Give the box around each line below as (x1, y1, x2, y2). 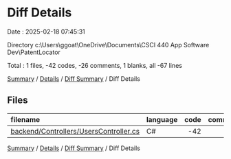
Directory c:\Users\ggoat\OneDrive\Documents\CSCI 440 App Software (7, 40, 210, 49)
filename (10, 114, 41, 124)
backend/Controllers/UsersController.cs (10, 126, 140, 136)
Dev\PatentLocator (7, 48, 60, 56)
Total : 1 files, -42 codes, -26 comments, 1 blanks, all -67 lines (7, 61, 182, 69)
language (146, 114, 178, 124)
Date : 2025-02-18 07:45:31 (7, 27, 86, 36)
